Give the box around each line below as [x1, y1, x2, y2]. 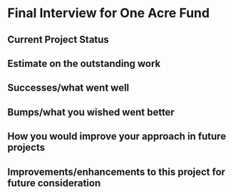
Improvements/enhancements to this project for [7, 165, 226, 178]
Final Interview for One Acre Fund [7, 5, 210, 21]
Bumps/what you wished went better [7, 106, 175, 118]
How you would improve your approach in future [7, 131, 227, 143]
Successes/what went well [7, 82, 130, 94]
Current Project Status [7, 34, 109, 46]
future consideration [7, 177, 101, 189]
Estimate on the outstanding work [7, 57, 161, 69]
